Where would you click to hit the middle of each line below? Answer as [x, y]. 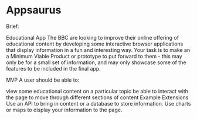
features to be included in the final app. [53, 68]
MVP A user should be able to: [43, 80]
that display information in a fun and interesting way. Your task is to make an [98, 50]
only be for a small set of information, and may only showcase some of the [96, 62]
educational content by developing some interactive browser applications [95, 44]
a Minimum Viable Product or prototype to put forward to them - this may [94, 56]
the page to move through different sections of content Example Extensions [97, 97]
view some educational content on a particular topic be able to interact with [97, 91]
